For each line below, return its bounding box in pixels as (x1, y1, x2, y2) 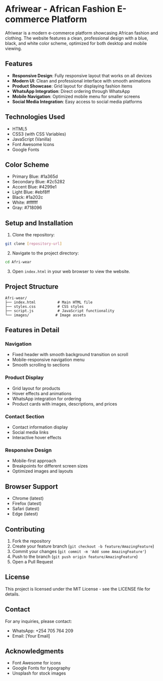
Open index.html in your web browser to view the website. (12, 268, 130, 274)
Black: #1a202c (12, 194, 43, 200)
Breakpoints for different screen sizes (12, 463, 88, 469)
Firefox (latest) (12, 501, 42, 507)
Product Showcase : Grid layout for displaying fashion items (12, 83, 133, 89)
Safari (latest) (12, 506, 40, 511)
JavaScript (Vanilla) (12, 136, 52, 142)
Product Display (5, 374, 44, 381)
